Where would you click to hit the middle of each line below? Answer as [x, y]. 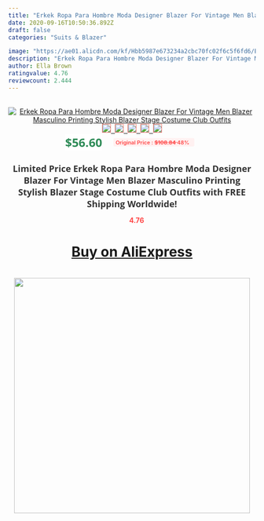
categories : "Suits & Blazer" [58, 37]
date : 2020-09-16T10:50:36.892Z [61, 23]
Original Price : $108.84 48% [152, 142]
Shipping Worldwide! [132, 204]
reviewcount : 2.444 [40, 80]
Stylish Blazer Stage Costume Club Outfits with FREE [132, 192]
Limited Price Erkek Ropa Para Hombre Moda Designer [132, 168]
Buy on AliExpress [132, 252]
